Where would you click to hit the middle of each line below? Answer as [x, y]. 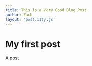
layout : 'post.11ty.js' [30, 19]
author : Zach [19, 15]
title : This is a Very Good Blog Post [46, 10]
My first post [33, 44]
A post [12, 58]
